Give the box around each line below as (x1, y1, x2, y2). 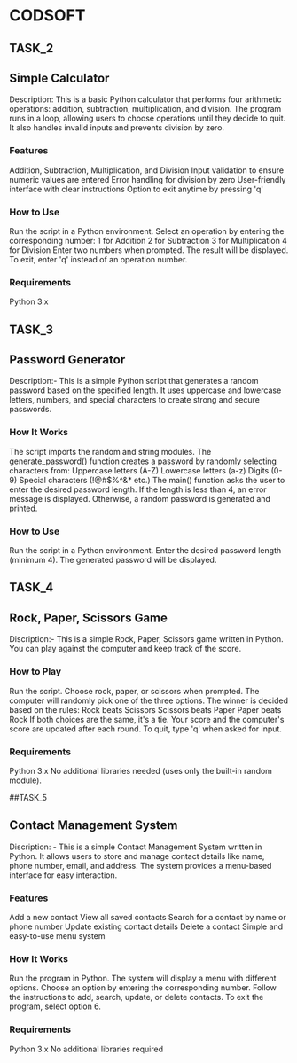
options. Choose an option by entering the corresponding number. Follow (9, 982, 277, 993)
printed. (9, 503, 38, 513)
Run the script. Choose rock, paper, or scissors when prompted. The (9, 685, 260, 696)
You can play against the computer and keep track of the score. (9, 644, 242, 654)
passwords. (9, 404, 51, 415)
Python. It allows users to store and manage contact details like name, (9, 850, 265, 861)
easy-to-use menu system (9, 930, 106, 941)
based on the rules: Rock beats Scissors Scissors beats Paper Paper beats (9, 704, 282, 715)
